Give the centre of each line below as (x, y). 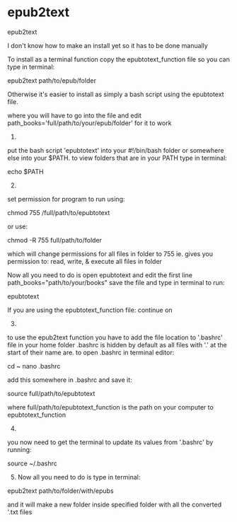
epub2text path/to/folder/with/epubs (61, 491)
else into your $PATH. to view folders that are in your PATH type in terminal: (117, 158)
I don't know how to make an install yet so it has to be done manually (108, 45)
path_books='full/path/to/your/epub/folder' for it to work (89, 123)
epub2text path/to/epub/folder (52, 80)
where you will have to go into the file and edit (74, 115)
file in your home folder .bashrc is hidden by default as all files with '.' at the (117, 344)
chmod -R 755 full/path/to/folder (55, 240)
